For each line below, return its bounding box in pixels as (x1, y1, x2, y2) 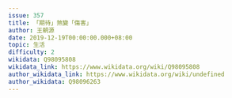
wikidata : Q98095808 (8, 56, 77, 64)
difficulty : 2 (8, 48, 55, 56)
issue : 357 (8, 11, 44, 20)
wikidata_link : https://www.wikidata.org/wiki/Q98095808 (8, 63, 200, 71)
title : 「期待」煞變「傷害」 (8, 19, 93, 27)
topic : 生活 (8, 41, 45, 49)
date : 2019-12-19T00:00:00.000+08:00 (8, 33, 133, 42)
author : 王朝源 (8, 26, 55, 34)
